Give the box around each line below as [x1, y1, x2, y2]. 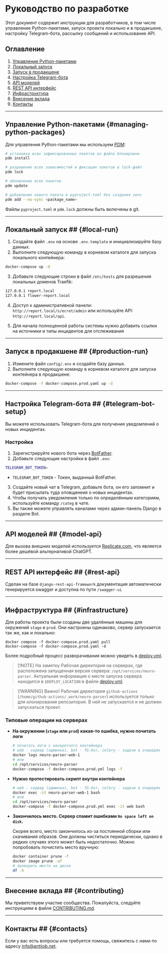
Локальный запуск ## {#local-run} [5, 225, 119, 234]
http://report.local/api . [12, 313, 66, 319]
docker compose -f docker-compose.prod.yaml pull [5, 640, 111, 645]
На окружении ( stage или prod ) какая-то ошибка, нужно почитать [12, 728, 156, 734]
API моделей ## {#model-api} [5, 530, 102, 539]
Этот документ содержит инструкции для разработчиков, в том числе [5, 20, 156, 26]
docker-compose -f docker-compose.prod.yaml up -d [5, 381, 113, 386]
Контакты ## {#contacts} [5, 924, 88, 933]
